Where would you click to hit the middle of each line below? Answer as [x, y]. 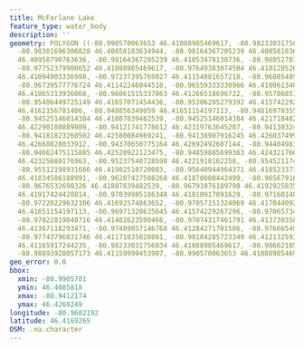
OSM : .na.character [46, 330]
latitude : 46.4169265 [50, 321]
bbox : [19, 271]
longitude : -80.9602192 [54, 313]
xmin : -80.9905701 [52, 279]
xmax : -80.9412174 [52, 295]
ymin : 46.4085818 [50, 287]
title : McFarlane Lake [52, 18]
